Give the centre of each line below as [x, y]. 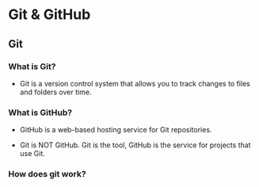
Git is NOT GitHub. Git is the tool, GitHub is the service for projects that [135, 145]
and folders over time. [55, 92]
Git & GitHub [50, 15]
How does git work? [47, 174]
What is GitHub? [40, 113]
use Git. [32, 154]
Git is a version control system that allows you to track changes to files [135, 83]
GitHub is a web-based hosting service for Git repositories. [116, 130]
